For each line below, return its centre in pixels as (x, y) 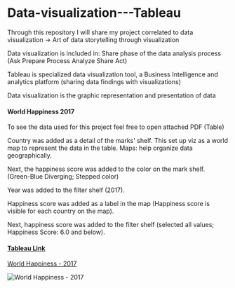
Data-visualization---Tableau (94, 13)
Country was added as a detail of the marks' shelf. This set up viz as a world (118, 141)
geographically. (30, 156)
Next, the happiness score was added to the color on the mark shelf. (106, 169)
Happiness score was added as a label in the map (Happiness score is (109, 204)
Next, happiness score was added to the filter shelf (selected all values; (110, 225)
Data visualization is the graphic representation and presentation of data (112, 95)
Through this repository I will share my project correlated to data (100, 32)
